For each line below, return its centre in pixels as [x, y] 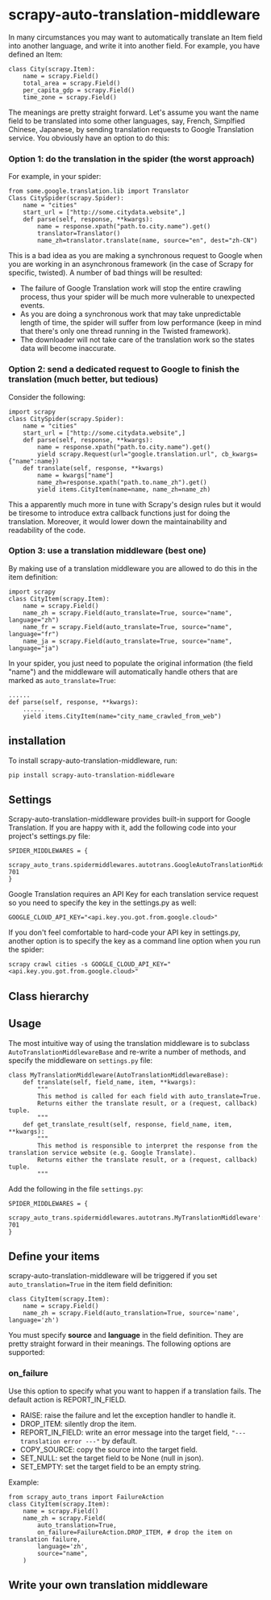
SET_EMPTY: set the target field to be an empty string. [110, 1466]
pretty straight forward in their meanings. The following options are [120, 1344]
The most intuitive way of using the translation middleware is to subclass [129, 1043]
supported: [27, 1352]
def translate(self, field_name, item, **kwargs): [110, 1082]
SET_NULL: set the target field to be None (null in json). [112, 1458]
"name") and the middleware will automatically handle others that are [123, 672]
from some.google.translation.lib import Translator [99, 191]
